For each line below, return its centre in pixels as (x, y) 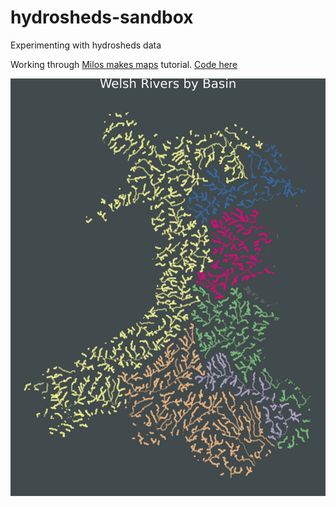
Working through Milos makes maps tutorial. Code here (124, 64)
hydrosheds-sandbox (102, 17)
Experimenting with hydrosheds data (86, 45)
